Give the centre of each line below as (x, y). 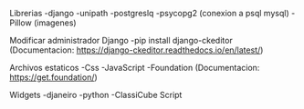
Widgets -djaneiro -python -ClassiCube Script (96, 95)
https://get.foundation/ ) (53, 77)
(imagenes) (55, 23)
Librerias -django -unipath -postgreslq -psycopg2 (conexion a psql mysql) (149, 13)
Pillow (21, 23)
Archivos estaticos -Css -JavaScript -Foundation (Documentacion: (135, 68)
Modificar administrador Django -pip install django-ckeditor (121, 40)
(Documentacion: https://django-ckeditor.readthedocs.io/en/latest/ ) (136, 50)
